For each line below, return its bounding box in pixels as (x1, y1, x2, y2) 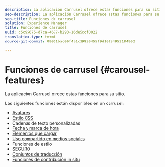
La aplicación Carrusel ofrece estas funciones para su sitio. (5, 91, 125, 97)
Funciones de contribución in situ (12, 156, 80, 162)
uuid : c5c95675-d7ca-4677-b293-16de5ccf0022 (5, 30, 98, 35)
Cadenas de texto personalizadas (12, 120, 80, 126)
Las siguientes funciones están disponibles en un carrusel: (5, 100, 124, 106)
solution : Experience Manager (5, 21, 67, 26)
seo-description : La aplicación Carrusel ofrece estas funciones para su (5, 12, 160, 17)
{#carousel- (100, 64, 150, 75)
